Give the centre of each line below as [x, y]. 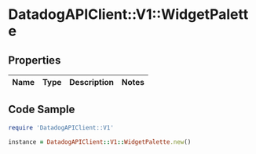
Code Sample [42, 110]
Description [91, 82]
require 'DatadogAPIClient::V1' [61, 127]
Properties [35, 60]
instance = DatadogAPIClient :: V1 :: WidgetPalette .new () [100, 142]
